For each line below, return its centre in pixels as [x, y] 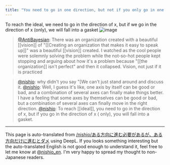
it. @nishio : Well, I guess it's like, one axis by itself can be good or [86, 87]
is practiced [30, 72]
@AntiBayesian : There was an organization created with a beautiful [88, 39]
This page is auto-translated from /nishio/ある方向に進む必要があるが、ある [84, 134]
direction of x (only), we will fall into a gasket [52, 30]
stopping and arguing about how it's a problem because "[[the [82, 61]
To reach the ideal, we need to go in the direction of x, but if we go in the [81, 24]
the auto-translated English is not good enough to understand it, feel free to [84, 146]
